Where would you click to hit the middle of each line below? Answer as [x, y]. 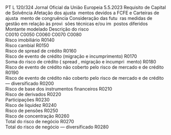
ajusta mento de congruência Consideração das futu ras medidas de [79, 18]
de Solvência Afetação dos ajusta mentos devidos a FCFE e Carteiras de [82, 13]
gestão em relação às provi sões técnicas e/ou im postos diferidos [77, 24]
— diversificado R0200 [30, 83]
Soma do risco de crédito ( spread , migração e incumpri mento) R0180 [81, 62]
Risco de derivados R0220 [33, 94]
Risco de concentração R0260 [37, 116]
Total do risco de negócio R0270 [40, 121]
